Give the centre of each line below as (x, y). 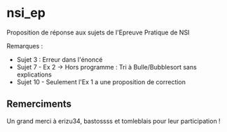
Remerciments (39, 104)
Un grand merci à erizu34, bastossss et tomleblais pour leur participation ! (114, 121)
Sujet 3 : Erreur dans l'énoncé (60, 59)
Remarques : (25, 46)
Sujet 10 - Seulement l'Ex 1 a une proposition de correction (101, 81)
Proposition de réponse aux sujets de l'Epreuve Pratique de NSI (98, 32)
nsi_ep (26, 13)
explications (34, 74)
